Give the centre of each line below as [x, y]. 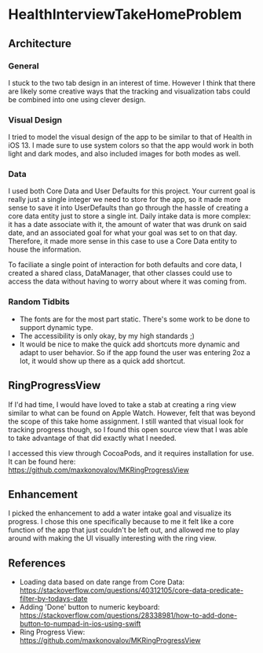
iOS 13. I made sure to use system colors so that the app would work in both [131, 145]
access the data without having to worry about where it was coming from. [128, 281]
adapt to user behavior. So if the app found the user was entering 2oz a [135, 352]
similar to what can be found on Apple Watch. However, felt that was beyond [132, 413]
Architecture [40, 44]
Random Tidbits [39, 302]
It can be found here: [42, 461]
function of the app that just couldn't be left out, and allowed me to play [124, 530]
